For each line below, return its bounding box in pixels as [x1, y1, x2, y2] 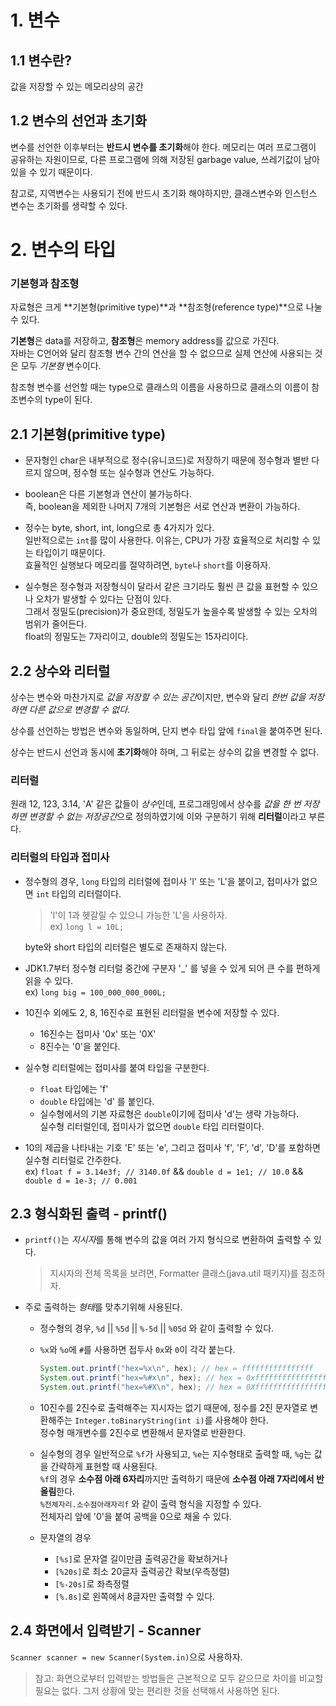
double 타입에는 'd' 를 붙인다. [39, 1095, 155, 1107]
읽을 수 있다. [24, 974, 74, 986]
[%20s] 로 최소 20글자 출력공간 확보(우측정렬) [54, 1565, 230, 1577]
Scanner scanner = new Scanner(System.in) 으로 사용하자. [10, 1651, 243, 1663]
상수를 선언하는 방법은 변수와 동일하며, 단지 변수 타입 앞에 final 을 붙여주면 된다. [10, 724, 323, 736]
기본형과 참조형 [10, 276, 80, 290]
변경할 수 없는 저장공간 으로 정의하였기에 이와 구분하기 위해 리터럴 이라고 [28, 811, 307, 823]
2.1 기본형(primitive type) [10, 426, 167, 443]
